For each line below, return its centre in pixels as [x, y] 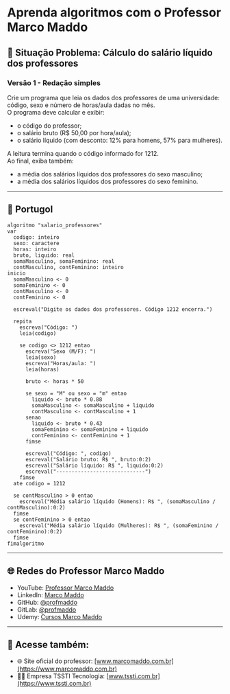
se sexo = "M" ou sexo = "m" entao [76, 393]
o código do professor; [49, 126]
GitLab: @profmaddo [47, 610]
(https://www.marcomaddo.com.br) [67, 669]
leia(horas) [42, 369]
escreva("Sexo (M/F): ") [61, 351]
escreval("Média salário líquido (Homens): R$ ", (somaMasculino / [117, 501]
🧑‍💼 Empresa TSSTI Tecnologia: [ [63, 676]
